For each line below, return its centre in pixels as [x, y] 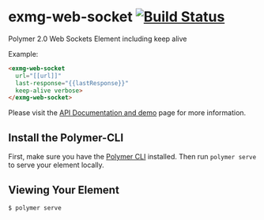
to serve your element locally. [56, 165]
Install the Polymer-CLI [66, 138]
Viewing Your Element [64, 190]
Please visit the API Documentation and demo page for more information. [127, 113]
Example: [23, 54]
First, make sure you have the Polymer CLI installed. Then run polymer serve [132, 157]
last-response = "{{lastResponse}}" [72, 83]
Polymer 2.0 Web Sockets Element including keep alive [98, 39]
